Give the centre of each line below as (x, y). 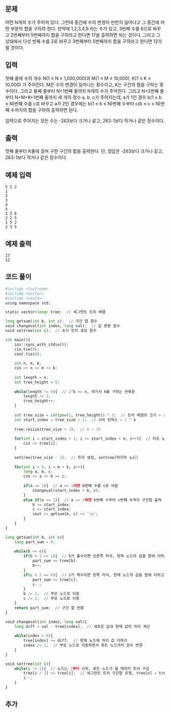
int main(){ (18, 340)
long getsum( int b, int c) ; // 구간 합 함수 (51, 321)
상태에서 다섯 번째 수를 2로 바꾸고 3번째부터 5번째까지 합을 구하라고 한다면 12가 (84, 41)
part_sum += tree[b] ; (55, 561)
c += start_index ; (52, 509)
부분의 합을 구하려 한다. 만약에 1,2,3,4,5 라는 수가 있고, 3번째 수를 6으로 (81, 28)
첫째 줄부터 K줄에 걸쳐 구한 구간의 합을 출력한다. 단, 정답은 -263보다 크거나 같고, (84, 151)
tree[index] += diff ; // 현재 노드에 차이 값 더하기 (75, 641)
